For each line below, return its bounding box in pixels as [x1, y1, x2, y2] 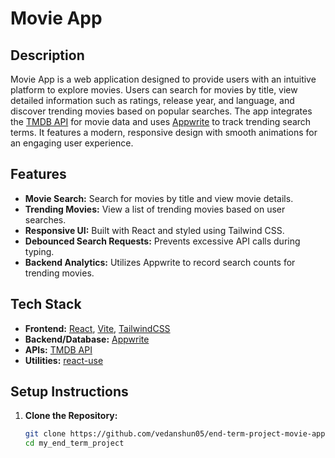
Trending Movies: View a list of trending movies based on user [24, 203, 286, 215]
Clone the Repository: [24, 410, 118, 422]
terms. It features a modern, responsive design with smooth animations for [10, 127, 318, 138]
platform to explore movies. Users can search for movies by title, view [10, 84, 298, 96]
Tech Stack [10, 296, 82, 313]
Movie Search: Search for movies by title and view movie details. [24, 192, 294, 204]
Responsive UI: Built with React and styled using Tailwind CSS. [24, 224, 285, 236]
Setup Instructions [10, 383, 129, 401]
